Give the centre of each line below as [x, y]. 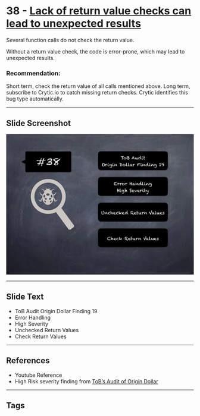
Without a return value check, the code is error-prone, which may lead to [96, 51]
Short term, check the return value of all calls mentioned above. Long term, [98, 86]
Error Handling [33, 317]
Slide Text [25, 297]
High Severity [32, 324]
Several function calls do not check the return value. [70, 40]
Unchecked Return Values [47, 330]
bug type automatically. [35, 99]
